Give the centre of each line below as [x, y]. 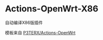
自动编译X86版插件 [24, 22]
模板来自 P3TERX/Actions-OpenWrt [40, 32]
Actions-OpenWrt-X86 [52, 9]
